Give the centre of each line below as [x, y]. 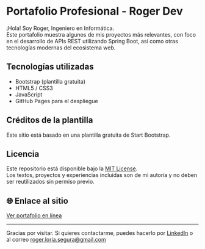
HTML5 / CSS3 [34, 88]
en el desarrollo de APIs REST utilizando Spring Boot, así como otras [92, 41]
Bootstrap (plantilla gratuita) [50, 81]
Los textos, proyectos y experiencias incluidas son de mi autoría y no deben [102, 175]
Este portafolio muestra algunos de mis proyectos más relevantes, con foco [101, 34]
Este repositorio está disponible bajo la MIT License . [72, 168]
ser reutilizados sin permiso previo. [50, 182]
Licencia [23, 154]
